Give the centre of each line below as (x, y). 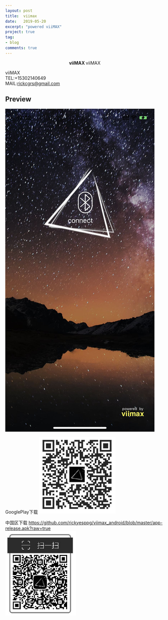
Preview (18, 99)
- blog (12, 43)
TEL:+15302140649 (26, 78)
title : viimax (21, 16)
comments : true (21, 48)
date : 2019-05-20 (26, 21)
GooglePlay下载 (22, 512)
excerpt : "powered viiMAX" (34, 27)
